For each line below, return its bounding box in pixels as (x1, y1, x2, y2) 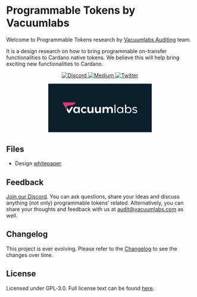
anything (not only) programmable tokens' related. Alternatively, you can (6, 199, 184, 206)
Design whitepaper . (14, 160, 63, 167)
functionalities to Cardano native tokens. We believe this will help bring (6, 54, 180, 61)
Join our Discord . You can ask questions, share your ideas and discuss (6, 193, 180, 200)
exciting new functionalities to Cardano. (6, 60, 104, 67)
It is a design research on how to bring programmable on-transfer (6, 47, 167, 54)
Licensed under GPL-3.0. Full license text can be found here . (6, 284, 155, 292)
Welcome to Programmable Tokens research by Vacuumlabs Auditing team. (6, 36, 192, 43)
